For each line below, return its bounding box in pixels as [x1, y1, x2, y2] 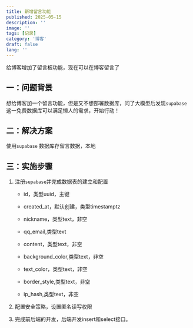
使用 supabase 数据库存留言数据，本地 [6, 143, 96, 150]
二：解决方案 [6, 125, 53, 135]
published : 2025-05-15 [6, 14, 62, 20]
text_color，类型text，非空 [23, 266, 88, 273]
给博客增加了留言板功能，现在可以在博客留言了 [6, 64, 119, 71]
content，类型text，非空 [23, 241, 82, 248]
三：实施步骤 [6, 161, 53, 171]
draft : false [6, 42, 38, 48]
